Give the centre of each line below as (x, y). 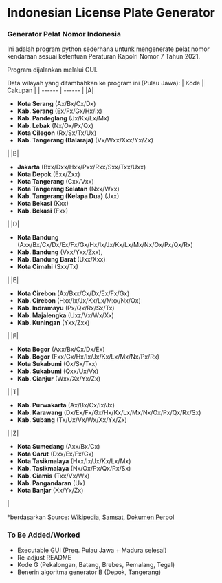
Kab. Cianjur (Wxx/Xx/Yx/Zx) (59, 379)
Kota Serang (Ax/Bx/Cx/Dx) (56, 104)
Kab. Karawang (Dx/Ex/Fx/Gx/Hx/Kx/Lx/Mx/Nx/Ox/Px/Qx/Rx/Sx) (109, 413)
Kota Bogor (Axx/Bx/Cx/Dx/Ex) (61, 350)
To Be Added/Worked (44, 535)
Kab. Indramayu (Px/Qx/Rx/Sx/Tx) (66, 308)
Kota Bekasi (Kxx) (43, 204)
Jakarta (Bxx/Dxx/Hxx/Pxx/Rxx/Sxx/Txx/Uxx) (81, 167)
